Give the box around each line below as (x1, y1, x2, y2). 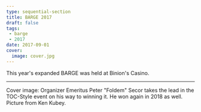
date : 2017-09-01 (6, 42, 50, 48)
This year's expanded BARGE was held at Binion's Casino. (6, 69, 150, 76)
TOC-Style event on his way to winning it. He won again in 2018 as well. (6, 93, 183, 100)
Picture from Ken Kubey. (6, 99, 66, 106)
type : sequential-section (6, 8, 71, 15)
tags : (6, 25, 20, 32)
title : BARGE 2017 (6, 14, 52, 20)
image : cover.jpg (11, 53, 55, 59)
